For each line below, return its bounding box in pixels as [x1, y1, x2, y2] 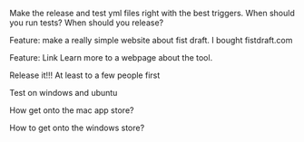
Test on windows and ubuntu [9, 88, 118, 98]
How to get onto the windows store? [9, 122, 145, 133]
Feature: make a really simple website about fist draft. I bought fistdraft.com [9, 35, 293, 45]
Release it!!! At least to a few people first [9, 70, 161, 80]
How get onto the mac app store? [9, 105, 134, 116]
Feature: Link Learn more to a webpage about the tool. [9, 52, 213, 62]
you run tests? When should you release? [9, 17, 164, 28]
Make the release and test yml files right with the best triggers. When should [9, 8, 295, 18]
